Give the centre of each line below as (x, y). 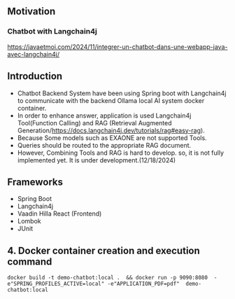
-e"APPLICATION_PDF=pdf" (143, 284)
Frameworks (35, 182)
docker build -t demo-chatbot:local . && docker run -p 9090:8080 (108, 278)
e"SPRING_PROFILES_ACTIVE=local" (56, 284)
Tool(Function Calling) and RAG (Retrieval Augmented (95, 123)
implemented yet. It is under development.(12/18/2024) (97, 160)
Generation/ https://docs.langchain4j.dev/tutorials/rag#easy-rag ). (111, 130)
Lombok (29, 221)
